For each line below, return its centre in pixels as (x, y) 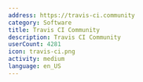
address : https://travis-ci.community (71, 15)
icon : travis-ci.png (42, 52)
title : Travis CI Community (54, 30)
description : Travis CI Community (65, 37)
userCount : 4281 (35, 45)
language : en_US (35, 66)
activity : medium (37, 59)
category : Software (40, 23)
